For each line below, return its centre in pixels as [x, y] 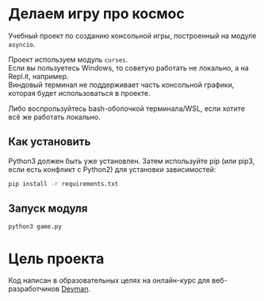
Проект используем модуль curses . [68, 59]
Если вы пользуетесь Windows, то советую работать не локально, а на [129, 67]
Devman [75, 289]
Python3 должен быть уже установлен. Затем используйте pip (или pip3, [132, 161]
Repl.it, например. [38, 76]
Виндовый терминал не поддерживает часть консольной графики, [121, 85]
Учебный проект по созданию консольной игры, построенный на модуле [132, 36]
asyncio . [22, 44]
